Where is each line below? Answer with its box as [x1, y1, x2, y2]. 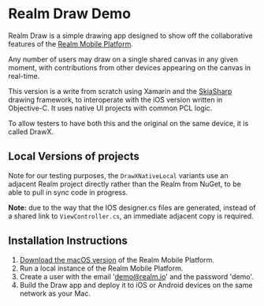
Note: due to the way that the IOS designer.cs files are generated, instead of [8, 203, 256, 212]
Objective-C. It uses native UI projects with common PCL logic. [8, 103, 213, 113]
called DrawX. [8, 127, 54, 136]
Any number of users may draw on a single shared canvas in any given [8, 54, 239, 64]
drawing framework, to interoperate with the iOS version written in [8, 95, 223, 104]
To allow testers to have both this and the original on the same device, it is [8, 118, 249, 128]
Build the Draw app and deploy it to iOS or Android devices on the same [19, 280, 253, 289]
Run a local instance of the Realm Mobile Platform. [19, 263, 184, 273]
